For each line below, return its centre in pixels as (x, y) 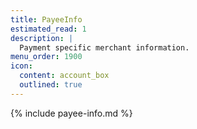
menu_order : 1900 (46, 57)
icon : (21, 66)
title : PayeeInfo (46, 19)
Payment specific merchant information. (104, 47)
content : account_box (64, 76)
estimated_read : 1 (48, 29)
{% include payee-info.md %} (71, 113)
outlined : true (51, 85)
